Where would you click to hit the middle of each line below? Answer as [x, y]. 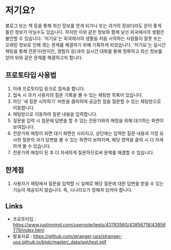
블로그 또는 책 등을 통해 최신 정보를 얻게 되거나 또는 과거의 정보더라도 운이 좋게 [83, 26]
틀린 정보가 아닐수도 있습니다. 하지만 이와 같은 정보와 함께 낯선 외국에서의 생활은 [85, 32]
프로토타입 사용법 [31, 75]
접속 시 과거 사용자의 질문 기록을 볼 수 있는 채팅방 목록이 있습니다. [78, 95]
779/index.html [28, 230]
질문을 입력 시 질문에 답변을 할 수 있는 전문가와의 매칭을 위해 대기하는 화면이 [88, 120]
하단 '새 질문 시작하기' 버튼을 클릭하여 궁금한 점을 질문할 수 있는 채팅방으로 [87, 101]
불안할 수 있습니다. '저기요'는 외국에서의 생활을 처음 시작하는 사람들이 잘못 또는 [83, 38]
